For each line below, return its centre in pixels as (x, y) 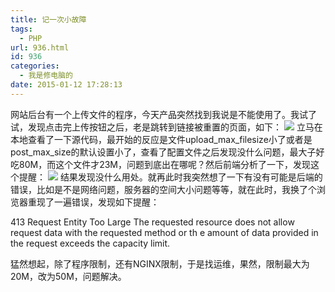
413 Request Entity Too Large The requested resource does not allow (152, 222)
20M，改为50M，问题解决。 (68, 276)
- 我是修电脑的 (46, 76)
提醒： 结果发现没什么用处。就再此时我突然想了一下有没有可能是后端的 (170, 177)
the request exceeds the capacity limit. (90, 243)
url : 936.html (40, 47)
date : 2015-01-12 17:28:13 (66, 85)
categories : (35, 66)
